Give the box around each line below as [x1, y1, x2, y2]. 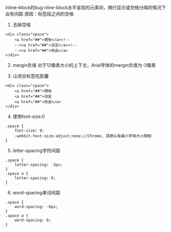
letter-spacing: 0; [14, 175, 56, 181]
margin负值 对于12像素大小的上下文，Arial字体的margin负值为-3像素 [12, 62, 156, 68]
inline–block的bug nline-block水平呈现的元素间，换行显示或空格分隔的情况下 [5, 5, 166, 10]
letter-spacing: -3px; [14, 162, 63, 167]
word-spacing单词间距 [12, 190, 60, 195]
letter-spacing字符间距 [12, 147, 60, 153]
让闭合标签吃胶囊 [12, 73, 49, 79]
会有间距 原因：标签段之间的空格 [5, 11, 74, 17]
